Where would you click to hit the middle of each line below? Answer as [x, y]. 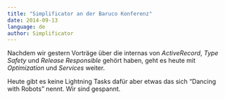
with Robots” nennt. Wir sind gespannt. [64, 89]
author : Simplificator [40, 33]
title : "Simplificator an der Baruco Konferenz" [80, 14]
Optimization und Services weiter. [56, 68]
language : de [26, 27]
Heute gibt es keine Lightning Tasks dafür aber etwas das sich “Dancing [112, 82]
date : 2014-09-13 [33, 20]
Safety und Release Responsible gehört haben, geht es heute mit [101, 61]
